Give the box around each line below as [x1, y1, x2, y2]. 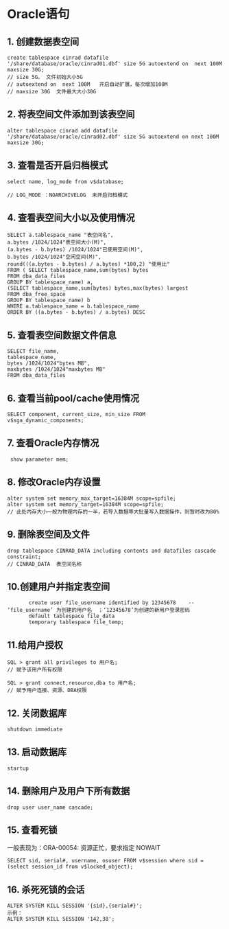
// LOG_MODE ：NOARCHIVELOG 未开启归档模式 [7, 192, 128, 198]
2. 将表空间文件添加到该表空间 [7, 108, 135, 120]
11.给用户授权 [7, 639, 64, 651]
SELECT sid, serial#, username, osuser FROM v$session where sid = [7, 858, 204, 864]
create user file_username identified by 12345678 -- [28, 599, 195, 606]
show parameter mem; [10, 456, 69, 463]
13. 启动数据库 [7, 746, 67, 758]
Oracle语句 [7, 6, 70, 22]
